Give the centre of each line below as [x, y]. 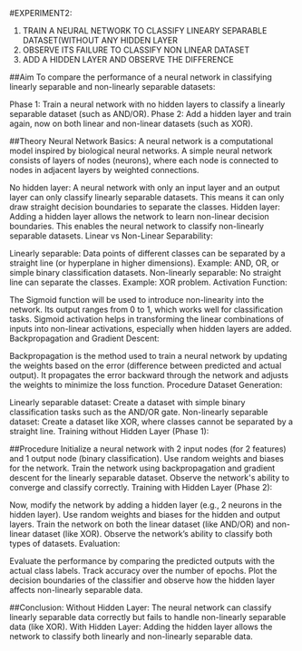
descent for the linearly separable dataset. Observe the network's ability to [150, 478]
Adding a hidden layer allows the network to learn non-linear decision [139, 216]
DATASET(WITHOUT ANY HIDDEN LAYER [100, 40]
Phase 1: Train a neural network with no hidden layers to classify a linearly [147, 104]
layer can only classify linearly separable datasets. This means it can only [147, 197]
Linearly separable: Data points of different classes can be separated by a [147, 253]
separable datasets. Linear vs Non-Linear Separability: [111, 236]
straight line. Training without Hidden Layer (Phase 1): [109, 431]
